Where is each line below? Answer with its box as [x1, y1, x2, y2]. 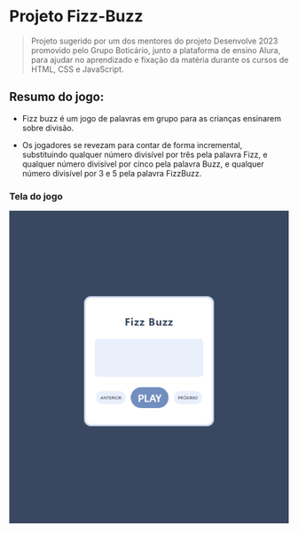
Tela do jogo [9, 190, 64, 202]
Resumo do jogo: [9, 90, 105, 105]
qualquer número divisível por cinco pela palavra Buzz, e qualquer [21, 158, 264, 169]
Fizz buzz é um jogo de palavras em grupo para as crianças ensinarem [21, 113, 282, 123]
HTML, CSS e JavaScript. [30, 64, 124, 74]
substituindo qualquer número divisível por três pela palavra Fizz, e [21, 149, 268, 160]
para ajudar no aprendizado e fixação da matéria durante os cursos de [30, 54, 289, 65]
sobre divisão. [21, 122, 74, 133]
